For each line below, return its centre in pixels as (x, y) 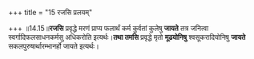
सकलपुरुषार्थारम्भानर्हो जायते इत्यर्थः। (54, 46)
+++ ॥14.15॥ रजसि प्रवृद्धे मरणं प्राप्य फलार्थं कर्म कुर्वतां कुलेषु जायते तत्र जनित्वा (109, 28)
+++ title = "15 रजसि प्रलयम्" (50, 12)
